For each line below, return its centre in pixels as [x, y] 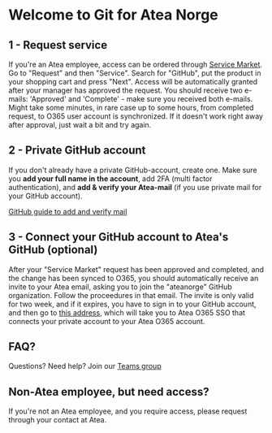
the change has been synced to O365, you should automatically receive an [134, 278]
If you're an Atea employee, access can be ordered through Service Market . [135, 64]
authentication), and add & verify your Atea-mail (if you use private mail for [135, 187]
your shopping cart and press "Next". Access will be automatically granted [133, 82]
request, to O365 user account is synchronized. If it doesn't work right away [136, 116]
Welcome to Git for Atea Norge [114, 15]
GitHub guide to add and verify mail [68, 211]
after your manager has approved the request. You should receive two [126, 90]
